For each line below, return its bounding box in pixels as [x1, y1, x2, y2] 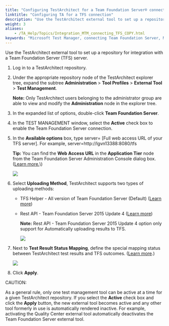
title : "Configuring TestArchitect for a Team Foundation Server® [5, 7, 147, 13]
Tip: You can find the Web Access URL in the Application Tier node [12, 150, 154, 156]
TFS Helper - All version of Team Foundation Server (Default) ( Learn [20, 195, 162, 201]
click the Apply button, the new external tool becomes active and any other [5, 300, 162, 306]
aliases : [5, 26, 24, 31]
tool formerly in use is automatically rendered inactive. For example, [5, 305, 146, 311]
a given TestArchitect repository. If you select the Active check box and [5, 294, 154, 301]
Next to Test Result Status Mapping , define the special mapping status [12, 245, 161, 251]
